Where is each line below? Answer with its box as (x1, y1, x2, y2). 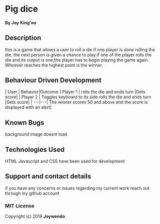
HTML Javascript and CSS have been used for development (5, 159, 125, 164)
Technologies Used (5, 145, 64, 154)
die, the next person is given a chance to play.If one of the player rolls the (5, 52, 152, 58)
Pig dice (5, 3, 38, 15)
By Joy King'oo (5, 19, 36, 25)
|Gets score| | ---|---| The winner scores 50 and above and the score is (5, 99, 148, 105)
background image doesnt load (5, 131, 67, 137)
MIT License (5, 202, 35, 209)
